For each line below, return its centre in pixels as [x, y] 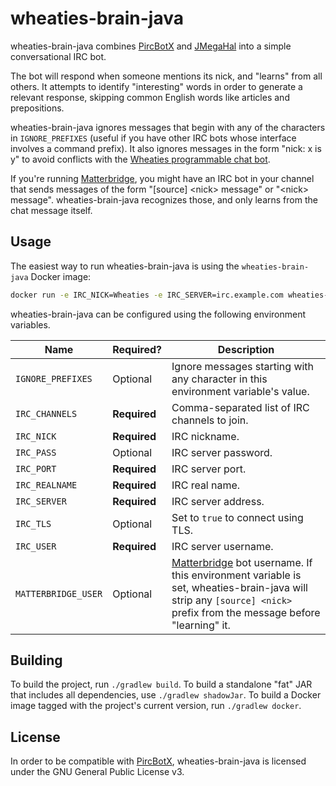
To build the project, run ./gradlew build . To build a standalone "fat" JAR [161, 684]
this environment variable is [236, 575]
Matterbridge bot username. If [242, 562]
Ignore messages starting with [243, 366]
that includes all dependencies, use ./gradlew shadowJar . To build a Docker [166, 695]
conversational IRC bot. [58, 56]
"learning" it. [201, 625]
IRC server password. [222, 452]
